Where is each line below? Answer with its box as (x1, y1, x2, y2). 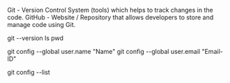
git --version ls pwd (7, 34, 64, 42)
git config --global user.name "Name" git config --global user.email (7, 48, 201, 55)
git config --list (7, 68, 50, 76)
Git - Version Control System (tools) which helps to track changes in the (7, 6, 214, 14)
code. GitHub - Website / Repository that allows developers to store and (7, 13, 214, 21)
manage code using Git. (7, 21, 76, 28)
